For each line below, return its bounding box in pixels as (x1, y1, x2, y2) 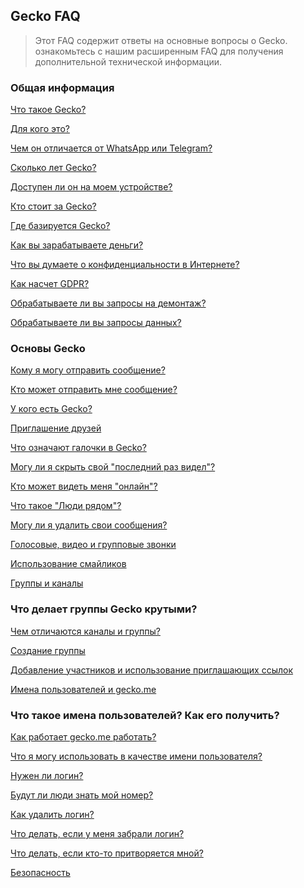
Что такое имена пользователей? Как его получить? (10, 708, 280, 722)
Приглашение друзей (10, 422, 102, 434)
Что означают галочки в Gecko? (10, 442, 147, 454)
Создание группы (10, 644, 86, 656)
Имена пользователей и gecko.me (10, 683, 157, 695)
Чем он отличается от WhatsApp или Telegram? (10, 142, 213, 154)
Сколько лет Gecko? (10, 162, 97, 174)
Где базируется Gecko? (10, 220, 111, 232)
